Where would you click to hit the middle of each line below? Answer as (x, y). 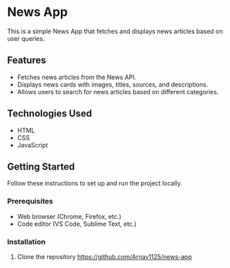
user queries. (26, 38)
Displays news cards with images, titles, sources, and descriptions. (113, 84)
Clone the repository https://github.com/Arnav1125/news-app (104, 256)
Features (27, 61)
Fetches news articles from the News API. (77, 77)
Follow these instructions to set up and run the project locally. (95, 184)
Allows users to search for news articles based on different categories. (118, 91)
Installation (27, 242)
